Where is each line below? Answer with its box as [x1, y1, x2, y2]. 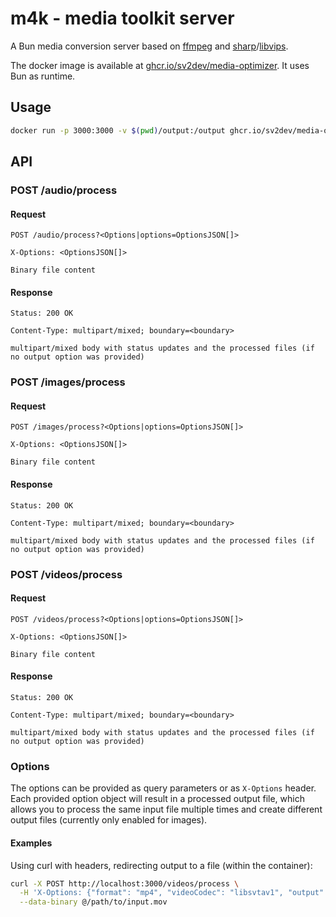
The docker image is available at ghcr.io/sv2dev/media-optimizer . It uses [10, 59, 310, 71]
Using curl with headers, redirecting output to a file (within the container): [10, 859, 313, 871]
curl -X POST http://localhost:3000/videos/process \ [10, 878, 240, 889]
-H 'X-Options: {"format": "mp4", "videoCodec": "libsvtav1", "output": [19, 888, 329, 898]
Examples [10, 837, 53, 849]
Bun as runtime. [10, 70, 76, 82]
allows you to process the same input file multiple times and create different [10, 803, 323, 816]
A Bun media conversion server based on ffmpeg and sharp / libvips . [10, 40, 289, 52]
